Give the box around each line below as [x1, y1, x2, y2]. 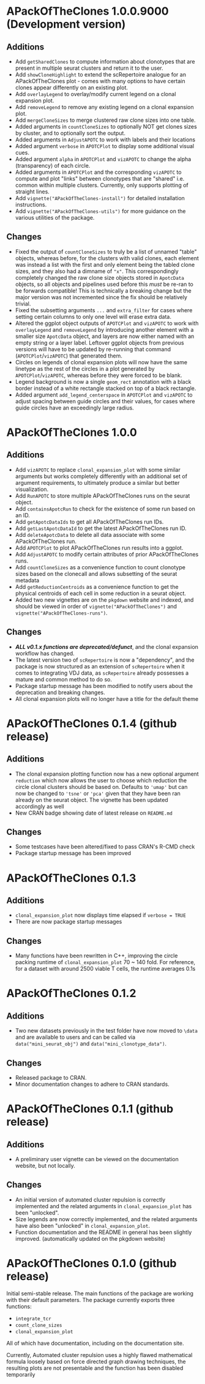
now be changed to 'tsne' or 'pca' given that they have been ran [15, 790, 181, 797]
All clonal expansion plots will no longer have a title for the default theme [15, 695, 199, 702]
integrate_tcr [15, 1315, 51, 1322]
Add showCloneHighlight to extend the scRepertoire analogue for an [15, 71, 187, 78]
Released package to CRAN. [15, 1074, 87, 1082]
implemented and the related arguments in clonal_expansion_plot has [15, 1202, 192, 1210]
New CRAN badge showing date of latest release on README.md [15, 809, 173, 817]
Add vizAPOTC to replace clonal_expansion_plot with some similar [15, 466, 181, 473]
